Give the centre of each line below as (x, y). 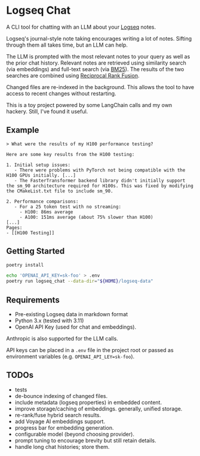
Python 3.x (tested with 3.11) (49, 321)
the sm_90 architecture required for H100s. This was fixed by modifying (100, 186)
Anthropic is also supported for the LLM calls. (62, 339)
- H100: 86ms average (46, 212)
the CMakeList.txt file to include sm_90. (60, 191)
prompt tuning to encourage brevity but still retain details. (85, 440)
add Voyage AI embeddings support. (60, 421)
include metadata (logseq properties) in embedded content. (88, 402)
